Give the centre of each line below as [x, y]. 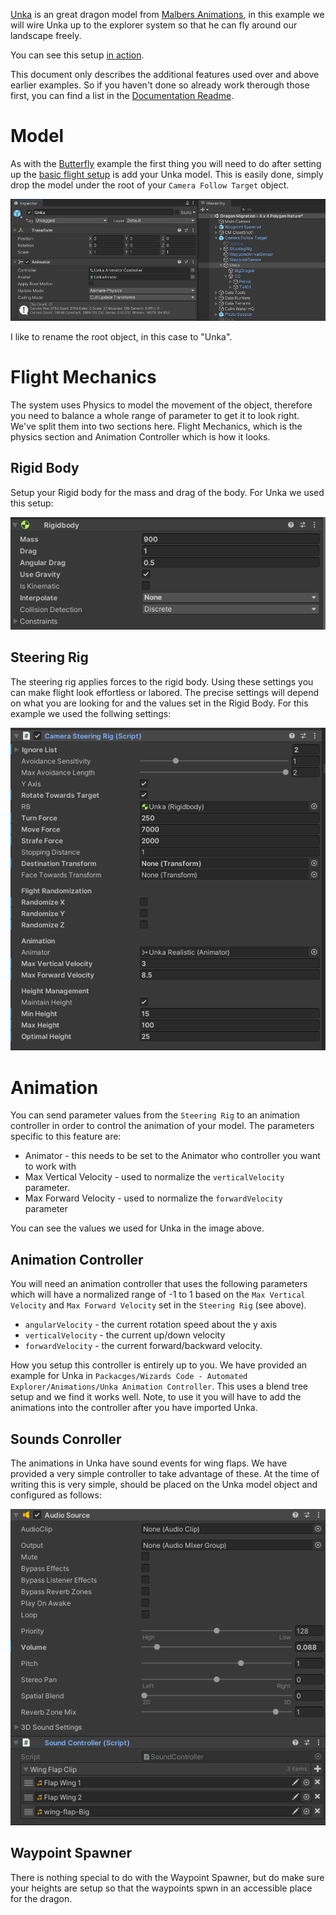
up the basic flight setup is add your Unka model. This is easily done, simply [167, 174]
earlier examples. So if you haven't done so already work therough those [160, 85]
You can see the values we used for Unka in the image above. [137, 1228]
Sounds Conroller [66, 1439]
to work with [50, 1166]
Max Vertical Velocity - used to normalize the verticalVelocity [154, 1177]
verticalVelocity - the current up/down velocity [125, 1335]
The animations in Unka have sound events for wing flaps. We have [149, 1463]
